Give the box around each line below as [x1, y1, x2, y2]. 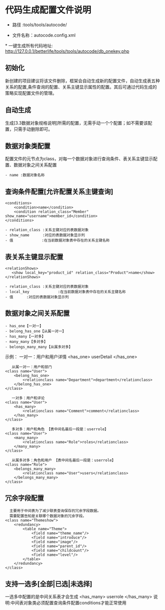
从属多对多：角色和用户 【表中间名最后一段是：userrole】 [11, 458, 116, 463]
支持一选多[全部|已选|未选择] [5, 580, 92, 588]
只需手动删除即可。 [13, 126, 53, 132]
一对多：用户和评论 [11, 395, 45, 401]
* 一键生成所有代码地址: [5, 42, 53, 48]
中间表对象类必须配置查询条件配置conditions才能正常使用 [10, 600, 127, 606]
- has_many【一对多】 [5, 334, 46, 339]
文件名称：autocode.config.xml [12, 32, 76, 38]
